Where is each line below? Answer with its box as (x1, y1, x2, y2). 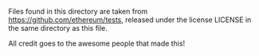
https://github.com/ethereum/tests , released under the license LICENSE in (8, 15, 252, 24)
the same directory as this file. (8, 24, 108, 32)
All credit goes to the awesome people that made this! (8, 39, 186, 48)
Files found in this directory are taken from (8, 7, 148, 16)
